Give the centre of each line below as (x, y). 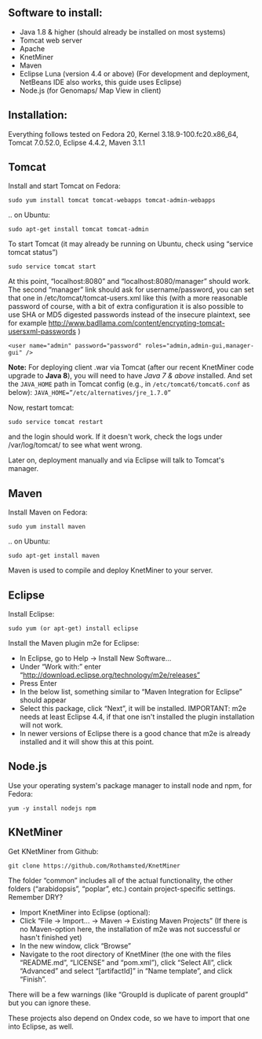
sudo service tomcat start (52, 267)
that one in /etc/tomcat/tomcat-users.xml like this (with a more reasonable (128, 298)
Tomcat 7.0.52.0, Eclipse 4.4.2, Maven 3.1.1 (76, 142)
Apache (32, 48)
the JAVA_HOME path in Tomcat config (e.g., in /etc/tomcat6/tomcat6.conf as (129, 384)
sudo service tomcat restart (56, 422)
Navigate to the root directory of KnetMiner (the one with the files (125, 954)
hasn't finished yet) (51, 937)
